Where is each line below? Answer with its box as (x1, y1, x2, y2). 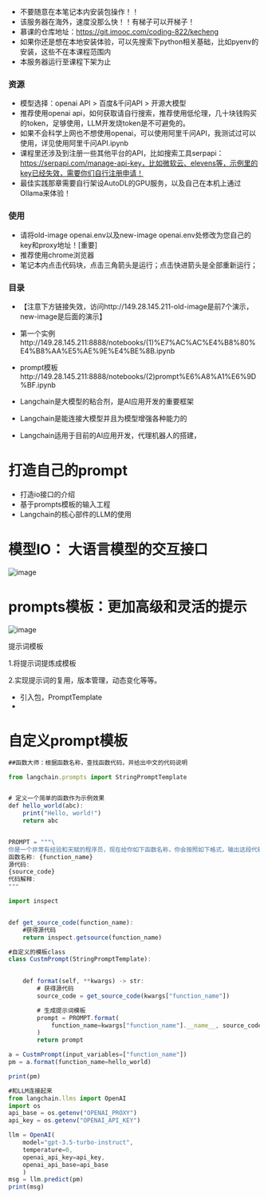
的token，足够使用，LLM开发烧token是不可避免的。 (19, 118, 190, 128)
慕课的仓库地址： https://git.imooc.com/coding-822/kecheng (19, 27, 219, 36)
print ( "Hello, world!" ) (22, 810, 102, 818)
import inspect (8, 898, 59, 906)
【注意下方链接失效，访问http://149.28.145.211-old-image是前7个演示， (19, 301, 254, 311)
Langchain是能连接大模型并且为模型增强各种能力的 (19, 413, 187, 423)
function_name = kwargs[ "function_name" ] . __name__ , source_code (50, 1022, 262, 1030)
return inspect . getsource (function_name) (22, 934, 162, 942)
